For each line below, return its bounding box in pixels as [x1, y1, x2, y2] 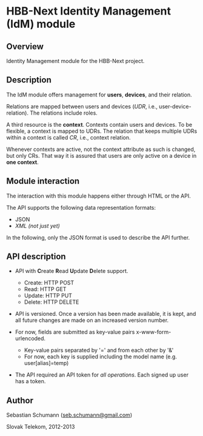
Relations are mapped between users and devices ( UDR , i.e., [6, 102, 158, 110]
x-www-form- [136, 329, 171, 336]
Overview [6, 41, 44, 52]
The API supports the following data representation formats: [6, 204, 156, 211]
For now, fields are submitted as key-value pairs [15, 329, 135, 336]
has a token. [15, 378, 46, 385]
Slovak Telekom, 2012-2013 [6, 423, 75, 431]
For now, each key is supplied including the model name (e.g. [24, 353, 178, 360]
